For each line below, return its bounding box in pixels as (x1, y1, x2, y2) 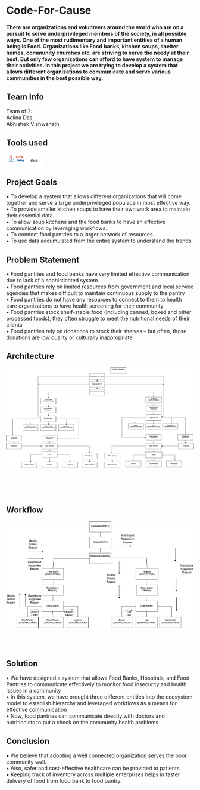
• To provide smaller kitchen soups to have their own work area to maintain (6, 205, 190, 213)
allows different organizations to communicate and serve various (6, 68, 171, 75)
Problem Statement (6, 254, 80, 265)
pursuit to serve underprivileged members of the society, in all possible (6, 30, 187, 37)
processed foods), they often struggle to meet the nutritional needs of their (6, 315, 190, 322)
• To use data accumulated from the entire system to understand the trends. (6, 237, 193, 245)
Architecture (6, 351, 55, 361)
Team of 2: (6, 107, 33, 115)
